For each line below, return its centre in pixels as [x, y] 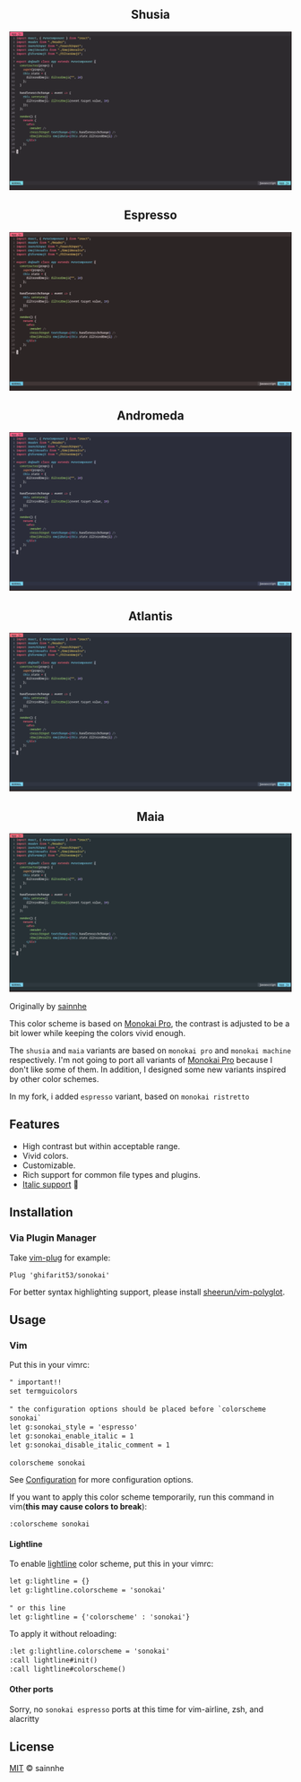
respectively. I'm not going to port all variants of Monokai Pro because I [141, 1060]
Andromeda [150, 416]
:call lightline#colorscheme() [68, 1670]
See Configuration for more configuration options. [102, 1480]
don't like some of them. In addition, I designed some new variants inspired [148, 1069]
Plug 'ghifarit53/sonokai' [60, 1275]
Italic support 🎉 [50, 1184]
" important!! [36, 1383]
